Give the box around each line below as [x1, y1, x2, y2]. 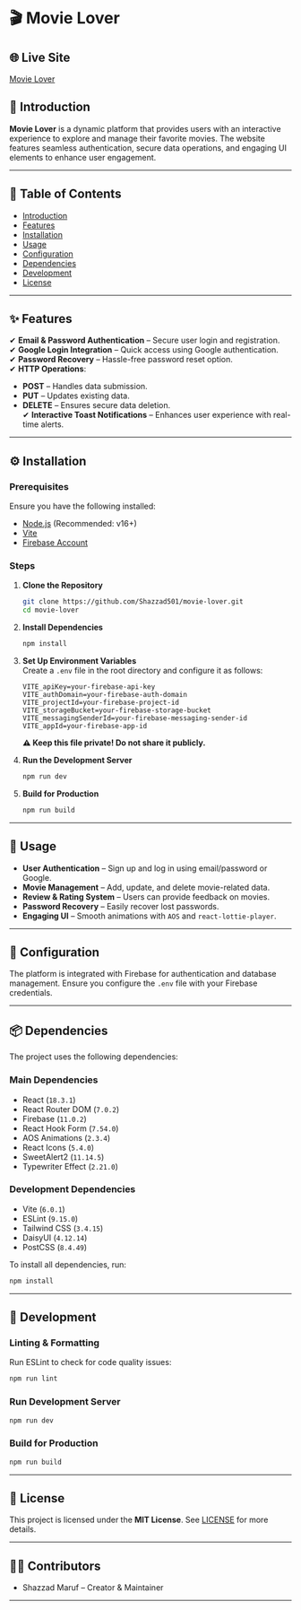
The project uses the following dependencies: [9, 1051, 179, 1062]
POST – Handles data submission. [21, 381, 148, 392]
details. [9, 1524, 37, 1535]
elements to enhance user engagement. [9, 152, 157, 162]
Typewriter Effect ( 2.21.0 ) [21, 1161, 119, 1171]
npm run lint [9, 1374, 58, 1383]
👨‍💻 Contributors [9, 1558, 101, 1573]
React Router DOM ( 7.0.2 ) [21, 1103, 119, 1114]
